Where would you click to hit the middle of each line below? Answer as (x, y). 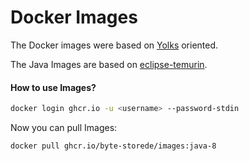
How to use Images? (53, 87)
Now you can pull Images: (64, 128)
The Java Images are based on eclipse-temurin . (109, 64)
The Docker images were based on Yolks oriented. (114, 45)
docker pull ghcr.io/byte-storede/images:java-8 (113, 146)
